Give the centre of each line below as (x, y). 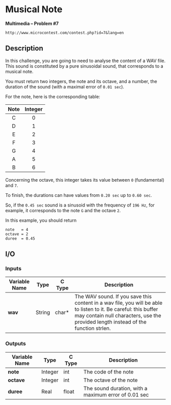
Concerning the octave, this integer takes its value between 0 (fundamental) (85, 180)
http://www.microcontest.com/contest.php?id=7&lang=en (65, 33)
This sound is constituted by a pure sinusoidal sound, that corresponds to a (84, 66)
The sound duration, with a (115, 388)
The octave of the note (110, 380)
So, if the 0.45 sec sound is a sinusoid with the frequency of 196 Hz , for (80, 205)
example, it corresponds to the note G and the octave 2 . (63, 210)
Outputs (16, 343)
